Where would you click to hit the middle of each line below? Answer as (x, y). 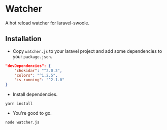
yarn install (19, 104)
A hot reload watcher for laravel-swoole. (47, 23)
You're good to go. (32, 113)
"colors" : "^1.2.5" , (36, 75)
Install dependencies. (35, 94)
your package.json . (32, 56)
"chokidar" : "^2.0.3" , (38, 71)
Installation (23, 39)
